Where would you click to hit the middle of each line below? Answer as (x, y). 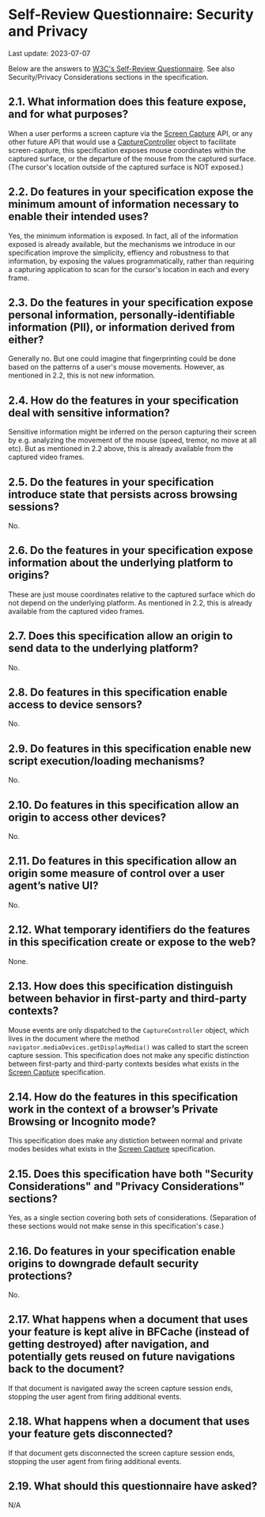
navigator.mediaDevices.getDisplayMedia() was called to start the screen (129, 1047)
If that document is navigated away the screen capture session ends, (121, 1388)
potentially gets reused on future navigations (122, 1357)
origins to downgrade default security (104, 1263)
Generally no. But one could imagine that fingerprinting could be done (122, 358)
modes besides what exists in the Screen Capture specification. (112, 1149)
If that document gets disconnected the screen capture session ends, (121, 1453)
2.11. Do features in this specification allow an (123, 861)
